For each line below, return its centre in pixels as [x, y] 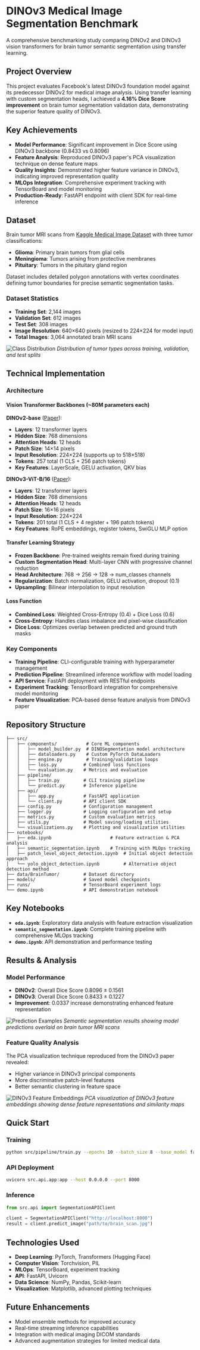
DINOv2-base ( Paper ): [34, 418]
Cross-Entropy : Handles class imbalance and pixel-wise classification [101, 620]
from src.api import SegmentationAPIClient [61, 1207]
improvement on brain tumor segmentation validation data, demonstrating [97, 105]
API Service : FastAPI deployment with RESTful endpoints [85, 681]
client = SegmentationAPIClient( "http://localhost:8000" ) [79, 1218]
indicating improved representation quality [67, 176]
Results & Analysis [41, 960]
